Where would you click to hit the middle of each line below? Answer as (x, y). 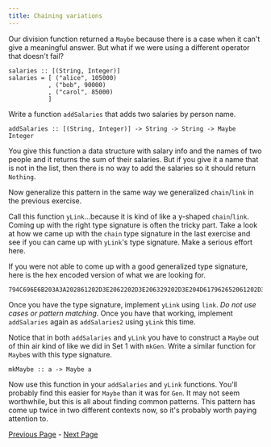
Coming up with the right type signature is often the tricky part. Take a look (133, 225)
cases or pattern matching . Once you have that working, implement (121, 313)
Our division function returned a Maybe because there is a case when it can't (134, 39)
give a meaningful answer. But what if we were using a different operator (129, 47)
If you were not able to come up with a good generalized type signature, (128, 266)
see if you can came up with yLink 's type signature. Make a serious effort (130, 242)
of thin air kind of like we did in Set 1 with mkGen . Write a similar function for (132, 346)
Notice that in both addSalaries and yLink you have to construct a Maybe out (134, 337)
